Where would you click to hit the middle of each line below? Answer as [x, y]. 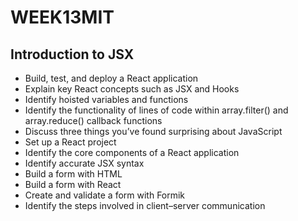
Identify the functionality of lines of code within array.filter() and [156, 110]
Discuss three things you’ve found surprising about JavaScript [153, 131]
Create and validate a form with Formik [105, 195]
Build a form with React [73, 184]
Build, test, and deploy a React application [111, 78]
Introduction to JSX [72, 54]
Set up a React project [70, 142]
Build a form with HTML [73, 174]
